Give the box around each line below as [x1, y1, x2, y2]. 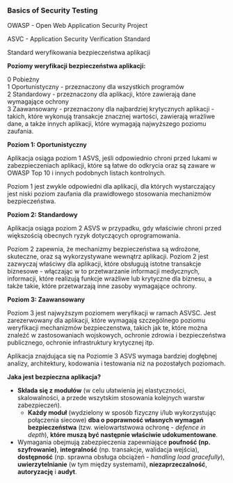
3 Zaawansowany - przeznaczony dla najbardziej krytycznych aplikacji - [7, 105, 214, 113]
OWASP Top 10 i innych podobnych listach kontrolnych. [7, 169, 166, 177]
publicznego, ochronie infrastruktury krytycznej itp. [7, 338, 154, 347]
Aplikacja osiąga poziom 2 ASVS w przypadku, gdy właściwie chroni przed [7, 224, 222, 232]
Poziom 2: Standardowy [7, 211, 78, 219]
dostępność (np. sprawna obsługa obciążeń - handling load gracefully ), [17, 453, 225, 461]
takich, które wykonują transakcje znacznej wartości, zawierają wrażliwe [7, 112, 216, 120]
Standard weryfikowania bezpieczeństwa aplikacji [7, 48, 151, 57]
